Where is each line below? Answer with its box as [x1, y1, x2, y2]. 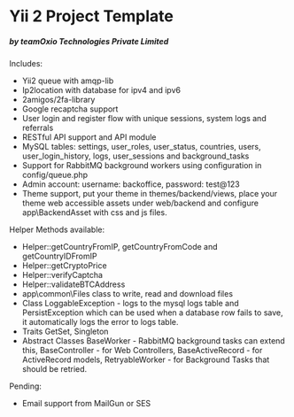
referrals [21, 122, 54, 134]
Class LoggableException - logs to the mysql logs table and [21, 298, 239, 309]
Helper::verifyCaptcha [21, 270, 104, 281]
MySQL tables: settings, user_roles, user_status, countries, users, [21, 142, 261, 152]
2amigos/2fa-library [21, 95, 96, 105]
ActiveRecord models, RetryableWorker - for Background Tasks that [21, 354, 270, 365]
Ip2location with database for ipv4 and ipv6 [21, 85, 182, 96]
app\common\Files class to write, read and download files [21, 289, 233, 299]
